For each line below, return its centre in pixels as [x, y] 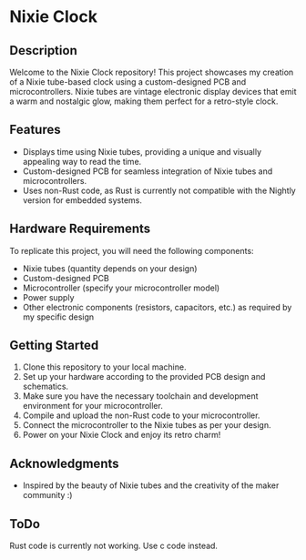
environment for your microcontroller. [93, 406]
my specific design [58, 317]
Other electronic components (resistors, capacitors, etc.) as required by [157, 307]
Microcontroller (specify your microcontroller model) [121, 288]
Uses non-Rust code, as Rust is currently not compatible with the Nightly [159, 190]
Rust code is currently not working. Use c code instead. [114, 546]
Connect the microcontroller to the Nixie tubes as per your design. [147, 425]
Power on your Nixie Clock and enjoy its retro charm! [122, 435]
